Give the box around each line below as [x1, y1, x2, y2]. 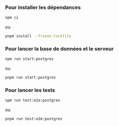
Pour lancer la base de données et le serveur [5, 45, 114, 52]
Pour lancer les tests [5, 87, 56, 94]
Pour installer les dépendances [5, 4, 81, 11]
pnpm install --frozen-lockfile [5, 34, 71, 39]
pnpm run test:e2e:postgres [5, 117, 63, 122]
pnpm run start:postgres [5, 75, 56, 80]
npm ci [5, 15, 19, 20]
